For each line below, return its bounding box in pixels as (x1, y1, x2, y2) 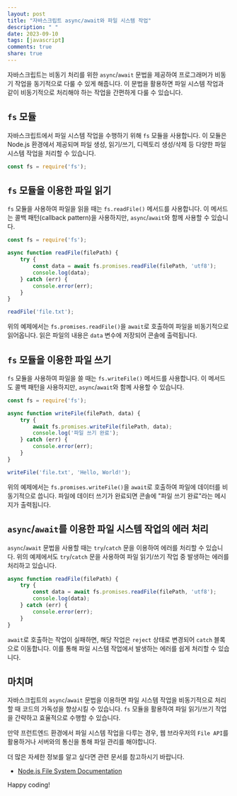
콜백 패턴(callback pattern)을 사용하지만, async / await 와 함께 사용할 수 (14, 214, 210, 222)
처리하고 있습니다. (7, 561, 57, 569)
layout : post (7, 10, 46, 18)
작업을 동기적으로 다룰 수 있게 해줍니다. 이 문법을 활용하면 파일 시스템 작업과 (14, 79, 224, 87)
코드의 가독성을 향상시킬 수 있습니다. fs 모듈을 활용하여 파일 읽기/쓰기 (22, 704, 214, 714)
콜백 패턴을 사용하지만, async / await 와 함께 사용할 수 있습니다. (14, 383, 185, 391)
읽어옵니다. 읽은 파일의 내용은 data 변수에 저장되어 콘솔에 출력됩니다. (7, 331, 197, 339)
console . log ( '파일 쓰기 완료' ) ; (33, 430, 119, 437)
